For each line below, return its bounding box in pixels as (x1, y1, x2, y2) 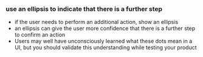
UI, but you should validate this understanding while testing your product (14, 44, 197, 51)
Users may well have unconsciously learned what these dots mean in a (14, 38, 193, 45)
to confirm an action (14, 31, 66, 38)
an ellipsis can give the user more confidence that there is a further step (14, 25, 196, 32)
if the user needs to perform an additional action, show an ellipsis (14, 19, 179, 26)
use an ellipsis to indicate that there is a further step (5, 5, 162, 13)
